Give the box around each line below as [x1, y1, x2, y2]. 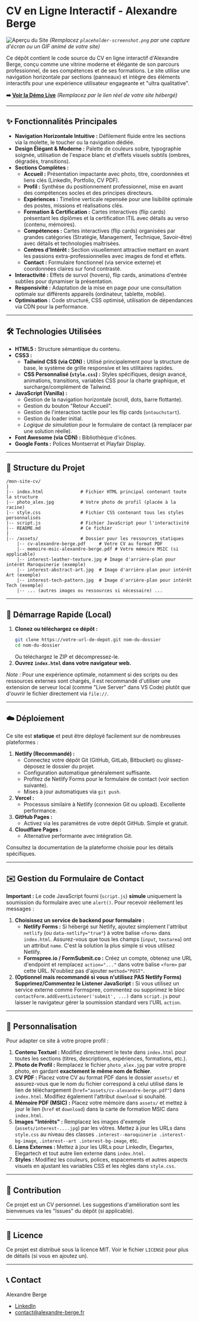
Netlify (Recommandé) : [14, 750, 75, 757]
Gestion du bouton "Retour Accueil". [23, 402, 113, 409]
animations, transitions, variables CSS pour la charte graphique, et [23, 376, 185, 384]
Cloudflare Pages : [14, 825, 62, 833]
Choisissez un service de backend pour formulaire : [14, 916, 145, 924]
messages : [6, 905, 34, 912]
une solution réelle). [23, 427, 72, 435]
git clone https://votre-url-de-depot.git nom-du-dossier [14, 637, 161, 643]
